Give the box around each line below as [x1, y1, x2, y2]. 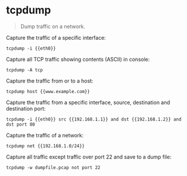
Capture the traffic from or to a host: [6, 77, 93, 84]
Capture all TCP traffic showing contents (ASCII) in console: [6, 56, 150, 63]
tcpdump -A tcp [6, 67, 43, 73]
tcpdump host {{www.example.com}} [6, 88, 91, 94]
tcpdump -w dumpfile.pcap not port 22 [6, 164, 101, 170]
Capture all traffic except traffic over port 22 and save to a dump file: [6, 153, 172, 160]
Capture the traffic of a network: [6, 132, 84, 139]
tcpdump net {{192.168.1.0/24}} [6, 143, 85, 149]
